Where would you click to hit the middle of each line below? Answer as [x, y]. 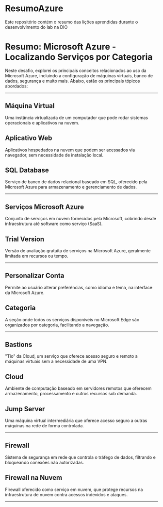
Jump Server [25, 409]
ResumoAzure [34, 9]
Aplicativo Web [29, 138]
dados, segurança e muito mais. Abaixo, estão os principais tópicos [73, 81]
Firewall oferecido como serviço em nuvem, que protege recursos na [74, 490]
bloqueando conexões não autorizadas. [44, 462]
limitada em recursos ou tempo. [37, 256]
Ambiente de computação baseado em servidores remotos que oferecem [78, 388]
